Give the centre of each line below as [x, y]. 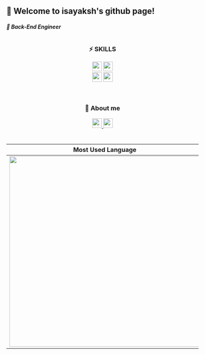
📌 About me [103, 109]
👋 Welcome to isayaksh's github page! [81, 11]
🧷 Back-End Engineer [34, 27]
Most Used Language [105, 150]
